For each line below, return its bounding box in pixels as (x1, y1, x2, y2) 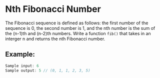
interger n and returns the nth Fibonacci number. (5, 36, 105, 42)
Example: (5, 50, 35, 59)
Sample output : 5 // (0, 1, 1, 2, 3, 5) (5, 68, 91, 73)
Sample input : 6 (5, 63, 39, 68)
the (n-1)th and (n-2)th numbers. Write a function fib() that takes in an (5, 30, 151, 36)
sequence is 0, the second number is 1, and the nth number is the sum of (5, 25, 155, 31)
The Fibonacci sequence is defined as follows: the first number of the (5, 20, 148, 26)
